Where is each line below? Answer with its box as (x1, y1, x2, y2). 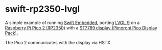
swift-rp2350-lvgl (5, 3, 80, 15)
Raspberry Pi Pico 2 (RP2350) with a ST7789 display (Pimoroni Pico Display (5, 25, 158, 30)
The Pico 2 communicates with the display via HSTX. (5, 39, 112, 45)
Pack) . (5, 30, 18, 36)
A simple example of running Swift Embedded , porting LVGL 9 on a (5, 20, 140, 25)
